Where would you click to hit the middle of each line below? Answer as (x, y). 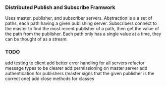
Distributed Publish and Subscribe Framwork (60, 7)
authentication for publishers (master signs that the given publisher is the (80, 73)
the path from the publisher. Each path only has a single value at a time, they (83, 34)
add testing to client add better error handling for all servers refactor (75, 63)
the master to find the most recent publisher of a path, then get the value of (82, 29)
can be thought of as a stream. (36, 39)
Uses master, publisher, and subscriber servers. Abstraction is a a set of (79, 18)
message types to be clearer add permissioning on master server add (76, 68)
